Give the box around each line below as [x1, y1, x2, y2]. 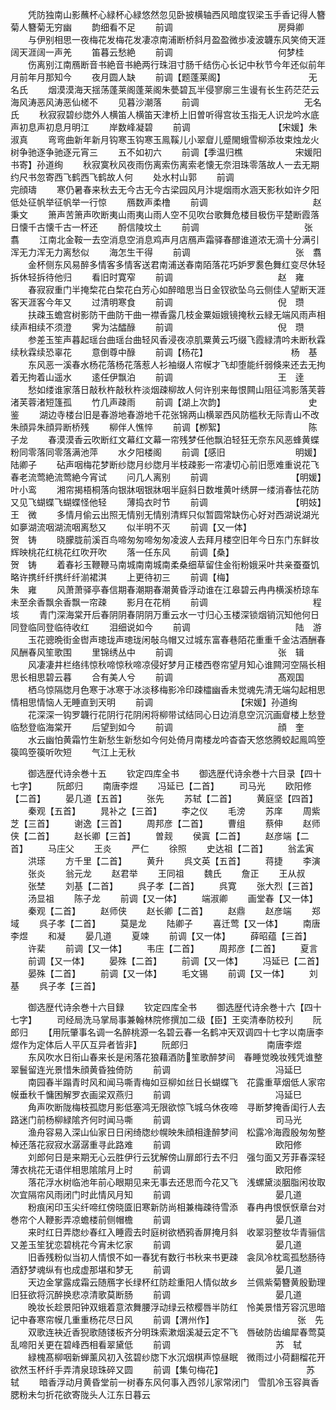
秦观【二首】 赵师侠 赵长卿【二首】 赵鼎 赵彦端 [27, 905, 292, 917]
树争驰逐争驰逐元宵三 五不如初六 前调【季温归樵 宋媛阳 [10, 146, 322, 158]
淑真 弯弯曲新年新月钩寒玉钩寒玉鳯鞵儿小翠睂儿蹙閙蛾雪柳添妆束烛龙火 [10, 134, 320, 145]
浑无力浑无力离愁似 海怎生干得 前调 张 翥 [10, 246, 322, 258]
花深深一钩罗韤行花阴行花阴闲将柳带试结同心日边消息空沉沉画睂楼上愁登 [27, 709, 326, 720]
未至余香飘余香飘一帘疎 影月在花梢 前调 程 [10, 596, 322, 608]
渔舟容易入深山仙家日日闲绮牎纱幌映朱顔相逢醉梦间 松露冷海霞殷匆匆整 [27, 1126, 326, 1138]
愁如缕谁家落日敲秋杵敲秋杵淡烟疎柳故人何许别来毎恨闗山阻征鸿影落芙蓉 [27, 384, 326, 395]
